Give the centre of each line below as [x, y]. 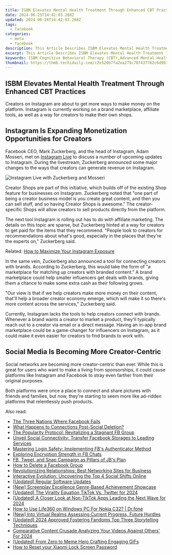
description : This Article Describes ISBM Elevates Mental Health [78, 48]
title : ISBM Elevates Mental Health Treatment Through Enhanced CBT [80, 10]
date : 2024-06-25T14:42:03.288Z [40, 15]
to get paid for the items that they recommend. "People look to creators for [84, 230]
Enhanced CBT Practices [46, 91]
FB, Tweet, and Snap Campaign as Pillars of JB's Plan [69, 459]
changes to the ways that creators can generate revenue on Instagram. [80, 168]
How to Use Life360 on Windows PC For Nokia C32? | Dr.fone [78, 509]
